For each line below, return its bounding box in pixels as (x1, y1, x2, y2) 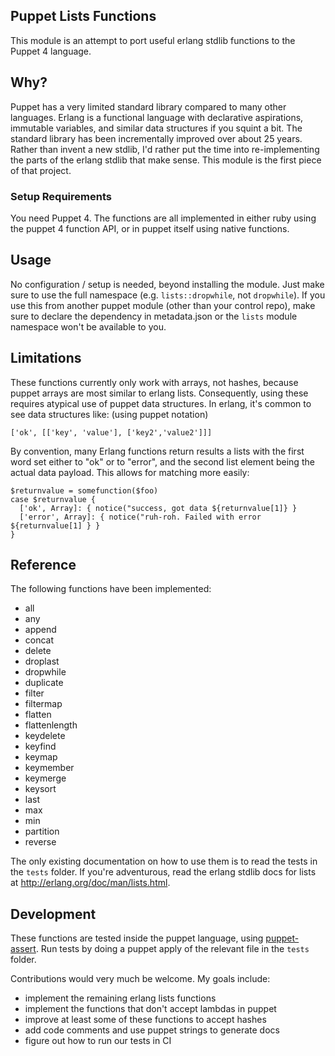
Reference (10, 556, 77, 573)
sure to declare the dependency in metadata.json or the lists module (10, 310, 298, 322)
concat (24, 634, 55, 646)
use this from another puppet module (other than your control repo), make (10, 299, 316, 311)
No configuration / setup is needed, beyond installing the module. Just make (10, 278, 325, 290)
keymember (24, 762, 75, 774)
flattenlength (24, 719, 78, 731)
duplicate (24, 677, 64, 689)
